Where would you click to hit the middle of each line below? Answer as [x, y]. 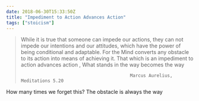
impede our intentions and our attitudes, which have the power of [101, 46]
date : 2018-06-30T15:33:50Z [41, 12]
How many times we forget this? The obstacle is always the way [85, 92]
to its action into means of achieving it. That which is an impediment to [107, 59]
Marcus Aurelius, [151, 76]
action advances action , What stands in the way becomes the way [102, 65]
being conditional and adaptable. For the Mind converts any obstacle [105, 52]
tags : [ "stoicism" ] [30, 23]
